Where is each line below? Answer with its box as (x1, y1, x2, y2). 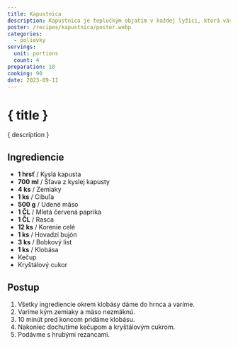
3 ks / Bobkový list (17, 238, 72, 247)
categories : (7, 30, 42, 38)
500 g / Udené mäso (17, 200, 79, 209)
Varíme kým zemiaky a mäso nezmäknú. (17, 307, 136, 316)
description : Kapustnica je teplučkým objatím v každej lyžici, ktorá (7, 17, 220, 24)
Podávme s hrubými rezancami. (17, 330, 110, 338)
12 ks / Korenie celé (17, 223, 76, 232)
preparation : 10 (7, 63, 55, 70)
